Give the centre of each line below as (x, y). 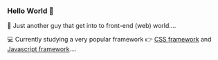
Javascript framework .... (42, 49)
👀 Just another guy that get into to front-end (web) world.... (92, 26)
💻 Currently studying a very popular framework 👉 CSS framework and (109, 40)
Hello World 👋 (30, 11)
